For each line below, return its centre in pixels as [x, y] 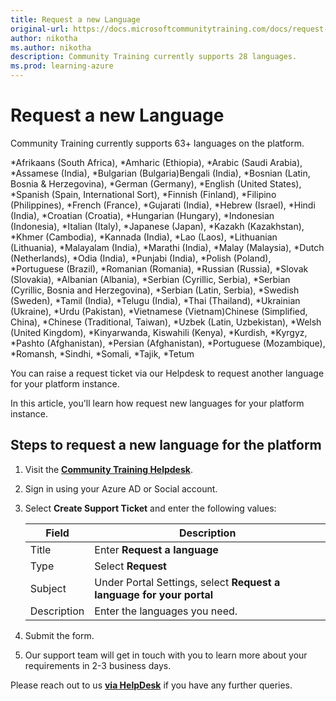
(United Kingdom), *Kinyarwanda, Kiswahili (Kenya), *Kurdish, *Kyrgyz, [159, 332]
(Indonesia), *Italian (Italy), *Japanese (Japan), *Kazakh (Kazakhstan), [157, 226]
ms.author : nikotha [51, 47]
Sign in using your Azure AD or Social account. [121, 488]
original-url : [40, 29]
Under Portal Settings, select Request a [187, 582]
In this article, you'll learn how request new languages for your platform [157, 403]
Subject [48, 588]
